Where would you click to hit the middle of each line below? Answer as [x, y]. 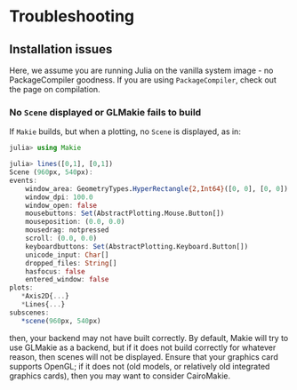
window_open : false [61, 205]
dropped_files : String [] [71, 263]
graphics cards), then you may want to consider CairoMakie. [120, 376]
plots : [21, 288]
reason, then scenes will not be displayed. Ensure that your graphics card [144, 356]
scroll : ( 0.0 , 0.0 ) [61, 239]
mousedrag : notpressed [67, 230]
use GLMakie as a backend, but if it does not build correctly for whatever [143, 347]
